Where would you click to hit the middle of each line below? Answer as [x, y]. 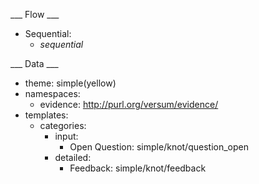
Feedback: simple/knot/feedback [138, 168]
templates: [46, 115]
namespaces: [52, 93]
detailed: [73, 157]
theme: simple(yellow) [70, 83]
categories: [63, 125]
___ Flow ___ [35, 14]
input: [66, 136]
